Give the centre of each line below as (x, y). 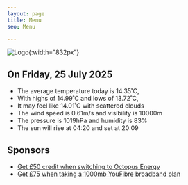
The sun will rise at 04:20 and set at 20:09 (78, 128)
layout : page (26, 14)
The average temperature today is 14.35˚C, (78, 91)
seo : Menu (22, 26)
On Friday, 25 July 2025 (60, 74)
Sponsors (28, 150)
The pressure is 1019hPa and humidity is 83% (82, 121)
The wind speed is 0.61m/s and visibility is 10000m (90, 113)
